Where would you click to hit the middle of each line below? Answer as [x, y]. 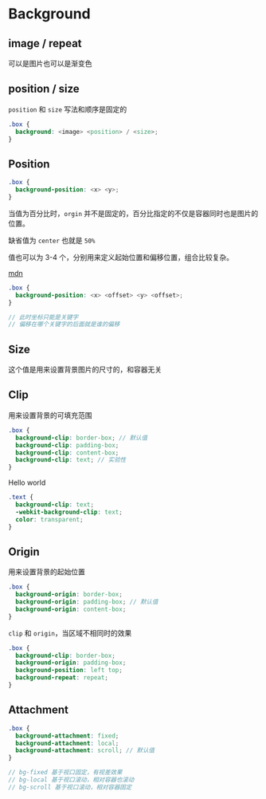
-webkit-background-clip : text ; [69, 512]
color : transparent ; [49, 519]
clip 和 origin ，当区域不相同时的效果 [70, 633]
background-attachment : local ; [67, 743]
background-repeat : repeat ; [62, 678]
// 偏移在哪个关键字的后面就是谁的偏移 [64, 325]
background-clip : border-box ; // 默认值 [82, 438]
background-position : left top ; [69, 671]
